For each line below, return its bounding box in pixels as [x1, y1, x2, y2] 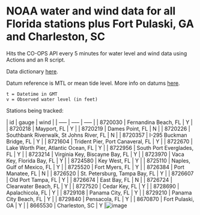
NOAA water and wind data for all [6, 4, 176, 18]
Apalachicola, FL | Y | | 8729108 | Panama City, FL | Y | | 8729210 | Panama [6, 189, 192, 196]
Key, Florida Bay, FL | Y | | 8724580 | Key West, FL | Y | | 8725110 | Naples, [6, 157, 191, 164]
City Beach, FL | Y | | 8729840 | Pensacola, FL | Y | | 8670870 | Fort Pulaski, [6, 195, 195, 202]
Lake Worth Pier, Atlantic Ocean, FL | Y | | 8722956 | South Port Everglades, [6, 144, 194, 151]
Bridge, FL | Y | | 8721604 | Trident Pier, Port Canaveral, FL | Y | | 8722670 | [6, 137, 193, 145]
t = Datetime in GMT [6, 91, 58, 97]
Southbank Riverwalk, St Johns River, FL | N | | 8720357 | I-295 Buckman [6, 131, 187, 139]
